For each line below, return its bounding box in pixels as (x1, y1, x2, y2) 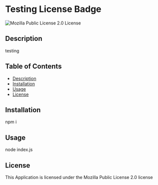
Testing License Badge (5, 3, 102, 15)
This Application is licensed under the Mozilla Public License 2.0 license (5, 175, 153, 180)
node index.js (5, 147, 33, 153)
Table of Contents (5, 62, 62, 71)
